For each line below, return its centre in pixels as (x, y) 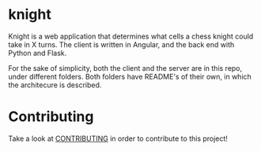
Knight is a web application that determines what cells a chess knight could (131, 36)
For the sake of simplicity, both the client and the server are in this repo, (125, 68)
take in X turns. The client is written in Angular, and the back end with (121, 44)
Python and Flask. (38, 53)
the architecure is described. (55, 85)
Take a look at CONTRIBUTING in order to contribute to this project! (118, 138)
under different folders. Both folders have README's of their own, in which (130, 76)
